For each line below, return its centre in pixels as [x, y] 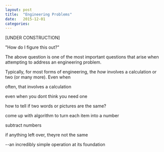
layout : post [19, 10]
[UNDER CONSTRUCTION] [33, 38]
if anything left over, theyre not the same [47, 135]
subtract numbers [23, 125]
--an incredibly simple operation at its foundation [55, 145]
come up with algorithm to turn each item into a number [62, 116]
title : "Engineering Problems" [39, 14]
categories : [17, 24]
